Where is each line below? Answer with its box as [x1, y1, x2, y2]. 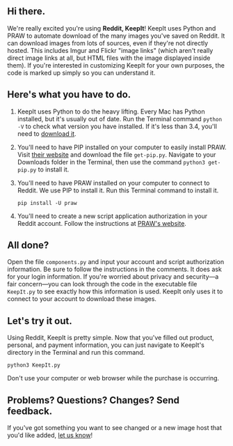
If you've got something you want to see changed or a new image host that [7, 424, 223, 432]
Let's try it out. [7, 315, 72, 327]
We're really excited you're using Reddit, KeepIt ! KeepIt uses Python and [7, 24, 216, 32]
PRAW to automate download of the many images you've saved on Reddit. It [7, 31, 225, 40]
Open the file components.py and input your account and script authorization [7, 258, 225, 266]
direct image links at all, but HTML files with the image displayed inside [7, 54, 211, 62]
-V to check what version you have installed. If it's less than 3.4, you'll [17, 122, 218, 130]
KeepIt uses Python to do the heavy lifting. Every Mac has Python [17, 107, 205, 116]
